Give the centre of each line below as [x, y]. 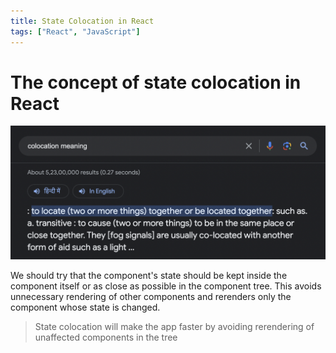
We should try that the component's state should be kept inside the [149, 276]
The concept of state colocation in [156, 82]
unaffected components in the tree [106, 337]
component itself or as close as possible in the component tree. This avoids [166, 286]
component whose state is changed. [85, 307]
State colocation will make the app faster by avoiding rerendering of [174, 327]
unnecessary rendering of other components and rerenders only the [151, 297]
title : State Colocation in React [82, 21]
